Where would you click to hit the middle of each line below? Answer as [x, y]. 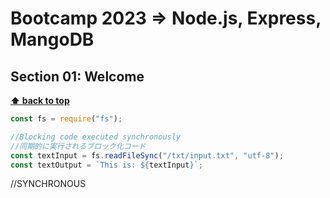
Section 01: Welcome [77, 76]
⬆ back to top [40, 100]
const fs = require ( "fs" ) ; [66, 119]
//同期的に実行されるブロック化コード [78, 146]
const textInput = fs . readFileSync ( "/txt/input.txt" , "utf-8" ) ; [147, 155]
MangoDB [52, 39]
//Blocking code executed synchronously [96, 137]
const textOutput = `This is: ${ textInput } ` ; [106, 165]
